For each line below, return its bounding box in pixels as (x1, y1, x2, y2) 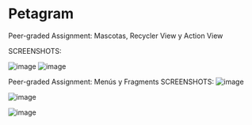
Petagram (8, 5, 74, 23)
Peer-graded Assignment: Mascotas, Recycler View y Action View (8, 31, 223, 40)
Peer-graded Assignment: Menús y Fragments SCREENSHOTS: (8, 77, 215, 86)
